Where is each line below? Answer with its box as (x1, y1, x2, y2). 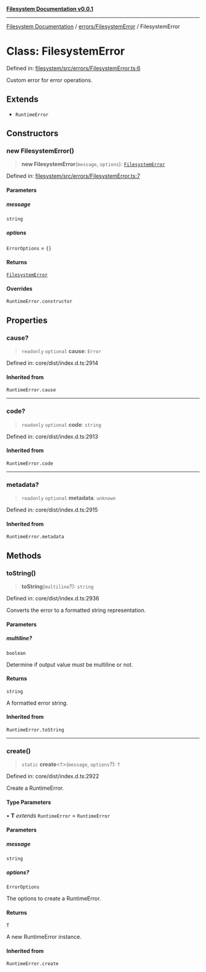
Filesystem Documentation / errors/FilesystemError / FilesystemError (6, 23, 180, 30)
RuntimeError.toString (6, 727, 64, 733)
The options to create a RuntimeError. (6, 895, 101, 902)
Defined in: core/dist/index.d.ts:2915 (6, 506, 98, 514)
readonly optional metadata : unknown (21, 494, 116, 502)
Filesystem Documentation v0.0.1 (6, 6, 94, 12)
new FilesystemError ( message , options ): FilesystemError (21, 161, 166, 168)
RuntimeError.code (6, 460, 53, 467)
